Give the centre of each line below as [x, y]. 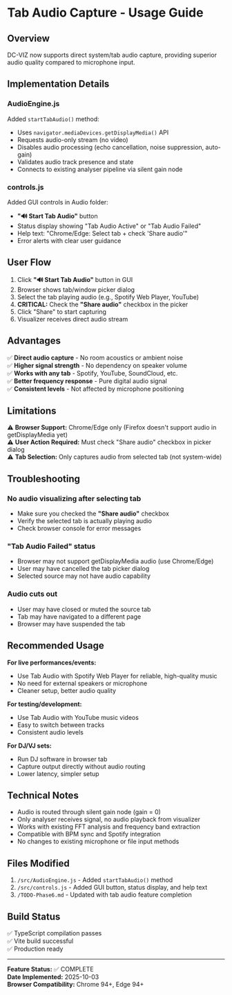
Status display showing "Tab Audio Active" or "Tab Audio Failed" [109, 226]
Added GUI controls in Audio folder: [58, 202]
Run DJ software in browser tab [62, 759]
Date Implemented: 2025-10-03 [53, 977]
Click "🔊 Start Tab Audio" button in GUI [75, 279]
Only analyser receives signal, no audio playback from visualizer [108, 820]
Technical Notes [43, 795]
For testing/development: [45, 704]
